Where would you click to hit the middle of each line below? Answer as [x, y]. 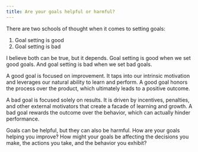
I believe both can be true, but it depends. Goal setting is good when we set [98, 58]
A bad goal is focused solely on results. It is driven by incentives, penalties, [98, 100]
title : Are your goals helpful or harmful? [61, 12]
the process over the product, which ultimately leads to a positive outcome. [98, 88]
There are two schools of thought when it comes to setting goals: [86, 28]
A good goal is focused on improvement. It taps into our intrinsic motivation [98, 75]
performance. [23, 119]
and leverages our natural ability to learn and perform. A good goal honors [97, 82]
